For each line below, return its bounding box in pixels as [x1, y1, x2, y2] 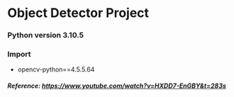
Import [7, 50, 31, 59]
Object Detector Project [7, 5, 150, 21]
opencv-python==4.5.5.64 [17, 65, 95, 74]
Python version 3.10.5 [7, 30, 84, 40]
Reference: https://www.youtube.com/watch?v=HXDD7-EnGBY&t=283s [7, 81, 227, 90]
